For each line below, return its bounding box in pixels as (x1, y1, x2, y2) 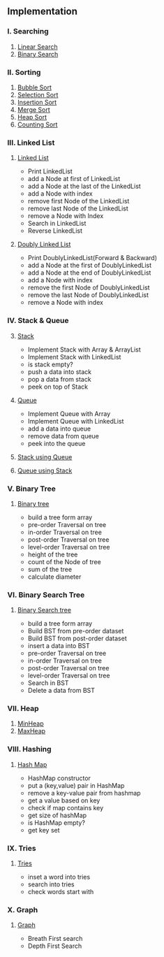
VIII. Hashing (7, 744, 52, 754)
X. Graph (7, 905, 38, 914)
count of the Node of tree (27, 557, 101, 566)
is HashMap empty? (27, 818, 86, 827)
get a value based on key (27, 796, 100, 805)
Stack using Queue (17, 452, 73, 461)
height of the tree (27, 550, 78, 559)
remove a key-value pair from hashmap (27, 789, 141, 797)
